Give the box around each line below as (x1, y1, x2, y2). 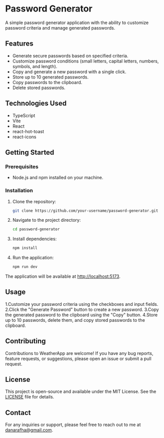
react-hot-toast (12, 128, 44, 134)
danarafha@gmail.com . (5, 427, 53, 433)
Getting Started (5, 148, 54, 157)
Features (5, 40, 33, 48)
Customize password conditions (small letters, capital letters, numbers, (12, 58, 159, 64)
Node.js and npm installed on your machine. (12, 175, 103, 181)
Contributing (5, 337, 46, 345)
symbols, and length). (12, 63, 57, 69)
